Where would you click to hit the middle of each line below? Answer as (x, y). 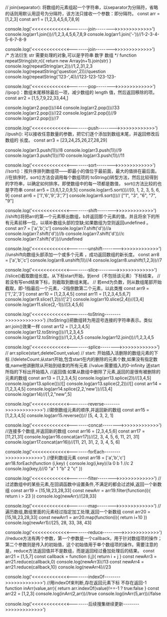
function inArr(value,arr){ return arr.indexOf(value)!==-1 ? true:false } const (82, 588)
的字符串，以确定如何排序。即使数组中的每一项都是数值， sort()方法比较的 (82, 183)
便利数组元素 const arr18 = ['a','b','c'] (87, 457)
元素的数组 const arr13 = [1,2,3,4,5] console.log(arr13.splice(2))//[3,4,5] (78, 378)
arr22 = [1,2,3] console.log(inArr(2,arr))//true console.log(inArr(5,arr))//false (83, 593)
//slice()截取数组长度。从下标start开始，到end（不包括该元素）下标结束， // (83, 276)
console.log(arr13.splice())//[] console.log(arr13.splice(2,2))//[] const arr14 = (83, 383)
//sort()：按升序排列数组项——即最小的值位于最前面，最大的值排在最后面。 (82, 171)
